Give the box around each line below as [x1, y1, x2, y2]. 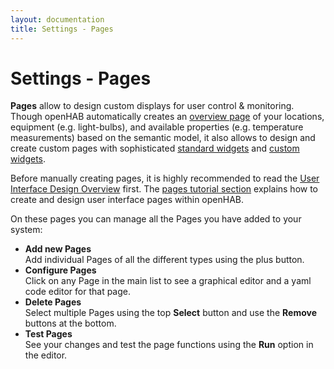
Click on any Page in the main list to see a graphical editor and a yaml [24, 275, 312, 287]
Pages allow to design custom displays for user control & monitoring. [10, 100, 295, 112]
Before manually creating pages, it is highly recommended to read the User [10, 172, 320, 185]
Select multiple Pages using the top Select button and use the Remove [24, 307, 317, 319]
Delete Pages [24, 296, 82, 308]
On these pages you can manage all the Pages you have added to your [10, 213, 302, 225]
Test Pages [24, 328, 73, 340]
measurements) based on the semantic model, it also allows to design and [10, 132, 316, 144]
